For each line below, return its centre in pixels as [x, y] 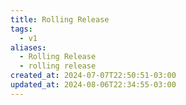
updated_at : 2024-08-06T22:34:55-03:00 [93, 85]
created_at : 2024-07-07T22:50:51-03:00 [93, 76]
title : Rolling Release [60, 19]
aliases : [28, 47]
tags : [21, 29]
